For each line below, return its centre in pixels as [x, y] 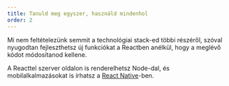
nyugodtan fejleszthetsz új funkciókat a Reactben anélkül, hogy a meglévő [114, 47]
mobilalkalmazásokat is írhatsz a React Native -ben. [81, 75]
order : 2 [20, 20]
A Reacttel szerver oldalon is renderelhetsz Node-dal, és [88, 68]
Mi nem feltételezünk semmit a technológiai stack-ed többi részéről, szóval [115, 40]
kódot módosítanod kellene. [47, 54]
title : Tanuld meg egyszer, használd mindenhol [78, 14]
